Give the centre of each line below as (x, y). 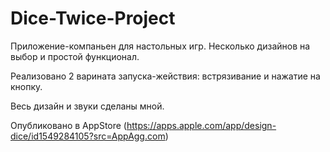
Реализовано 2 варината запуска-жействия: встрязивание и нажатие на (165, 76)
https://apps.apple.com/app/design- (201, 125)
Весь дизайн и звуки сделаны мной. (87, 106)
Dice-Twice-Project (93, 18)
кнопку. (26, 86)
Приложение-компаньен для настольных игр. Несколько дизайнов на (160, 46)
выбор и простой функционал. (75, 56)
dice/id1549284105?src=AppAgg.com (88, 136)
